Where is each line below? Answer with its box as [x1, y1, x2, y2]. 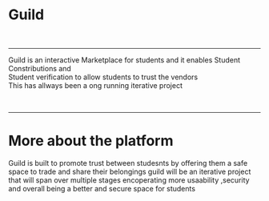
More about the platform [8, 132, 174, 150]
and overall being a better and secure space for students [8, 183, 196, 193]
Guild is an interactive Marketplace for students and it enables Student [8, 54, 241, 65]
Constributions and [8, 63, 72, 73]
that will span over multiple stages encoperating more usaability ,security [8, 175, 250, 185]
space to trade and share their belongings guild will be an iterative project [8, 167, 251, 176]
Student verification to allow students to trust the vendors [8, 72, 199, 82]
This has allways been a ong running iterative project [8, 80, 183, 90]
